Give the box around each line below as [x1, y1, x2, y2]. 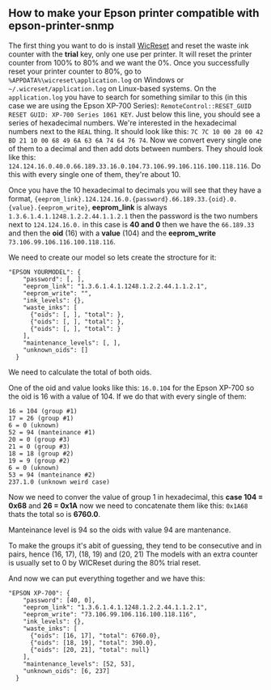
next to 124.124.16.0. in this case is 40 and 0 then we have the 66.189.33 [8, 219, 255, 229]
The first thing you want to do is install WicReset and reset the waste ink [8, 40, 249, 50]
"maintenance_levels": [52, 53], [23, 659, 136, 668]
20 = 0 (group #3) [8, 435, 70, 443]
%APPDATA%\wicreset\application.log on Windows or [8, 74, 184, 84]
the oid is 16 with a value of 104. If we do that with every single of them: [8, 392, 247, 401]
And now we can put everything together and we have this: [8, 574, 205, 583]
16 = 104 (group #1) [8, 407, 78, 415]
